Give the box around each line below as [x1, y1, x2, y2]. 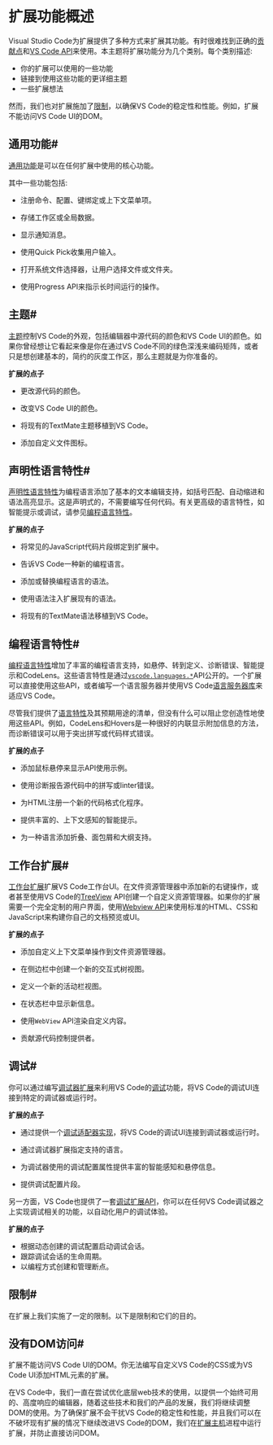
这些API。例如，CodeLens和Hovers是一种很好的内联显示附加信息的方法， [15, 718, 263, 729]
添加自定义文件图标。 [19, 437, 92, 448]
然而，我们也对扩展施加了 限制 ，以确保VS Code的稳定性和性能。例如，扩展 [8, 101, 258, 111]
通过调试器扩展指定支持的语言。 [19, 1145, 128, 1154]
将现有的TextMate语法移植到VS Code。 [19, 611, 153, 621]
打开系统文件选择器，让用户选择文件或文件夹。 [19, 264, 177, 274]
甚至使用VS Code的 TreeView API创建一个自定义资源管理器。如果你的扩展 [15, 892, 261, 901]
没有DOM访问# [8, 1337, 84, 1351]
